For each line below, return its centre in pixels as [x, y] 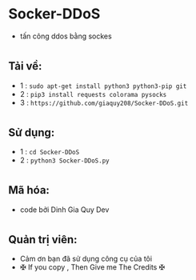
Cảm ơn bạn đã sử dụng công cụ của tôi [86, 259]
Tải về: [25, 66]
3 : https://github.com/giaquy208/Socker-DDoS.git [104, 102]
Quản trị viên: [43, 240]
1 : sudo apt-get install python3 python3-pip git [103, 86]
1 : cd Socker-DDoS [50, 152]
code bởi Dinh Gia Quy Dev [64, 210]
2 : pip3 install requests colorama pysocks [93, 94]
